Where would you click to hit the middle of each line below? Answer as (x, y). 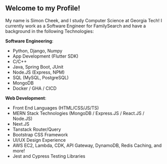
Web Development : (26, 98)
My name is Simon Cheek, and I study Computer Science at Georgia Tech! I (84, 20)
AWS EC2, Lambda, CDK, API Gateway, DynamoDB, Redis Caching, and (87, 145)
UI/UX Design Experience (39, 140)
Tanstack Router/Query (37, 129)
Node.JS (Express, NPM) (38, 72)
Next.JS (21, 124)
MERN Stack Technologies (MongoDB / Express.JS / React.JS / (78, 113)
